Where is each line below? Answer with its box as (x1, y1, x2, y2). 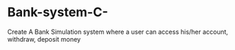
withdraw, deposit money (7, 35, 81, 43)
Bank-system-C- (7, 4, 108, 20)
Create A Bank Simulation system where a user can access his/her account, (7, 27, 229, 36)
